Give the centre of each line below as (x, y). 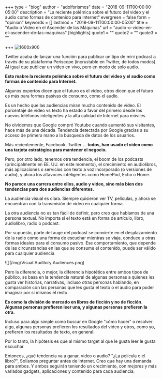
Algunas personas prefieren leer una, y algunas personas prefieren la (76, 307)
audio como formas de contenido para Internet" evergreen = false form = (78, 17)
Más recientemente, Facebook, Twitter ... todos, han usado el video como (79, 144)
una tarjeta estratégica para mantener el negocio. (56, 150)
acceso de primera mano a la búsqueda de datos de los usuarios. (70, 135)
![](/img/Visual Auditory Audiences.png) (45, 263)
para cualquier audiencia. (30, 253)
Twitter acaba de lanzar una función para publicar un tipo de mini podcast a (81, 57)
